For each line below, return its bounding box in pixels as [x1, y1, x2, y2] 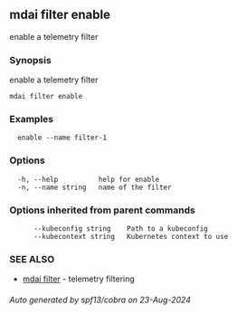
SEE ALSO [9, 252, 55, 265]
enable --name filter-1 [17, 133, 107, 143]
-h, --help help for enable [17, 175, 160, 184]
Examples [9, 113, 54, 126]
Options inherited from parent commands [9, 204, 196, 216]
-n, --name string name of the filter [17, 183, 172, 192]
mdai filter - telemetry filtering [22, 273, 136, 284]
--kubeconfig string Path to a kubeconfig [33, 224, 208, 233]
